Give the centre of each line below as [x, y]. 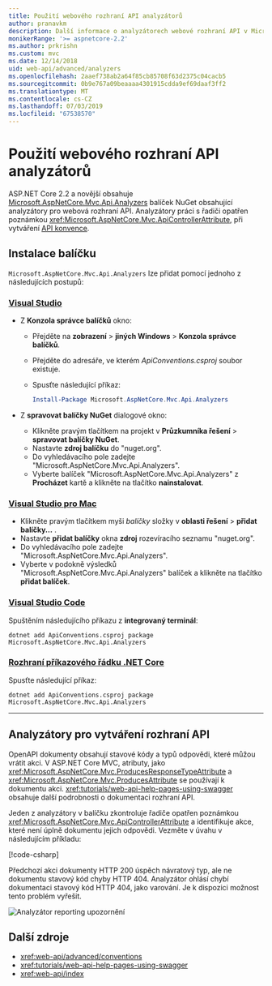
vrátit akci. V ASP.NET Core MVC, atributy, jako [87, 762]
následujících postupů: [46, 281]
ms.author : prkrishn [43, 46]
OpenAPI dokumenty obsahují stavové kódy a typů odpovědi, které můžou [132, 754]
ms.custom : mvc [34, 54]
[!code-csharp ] [34, 854]
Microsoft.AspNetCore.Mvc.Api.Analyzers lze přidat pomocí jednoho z [125, 273]
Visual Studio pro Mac [53, 504]
